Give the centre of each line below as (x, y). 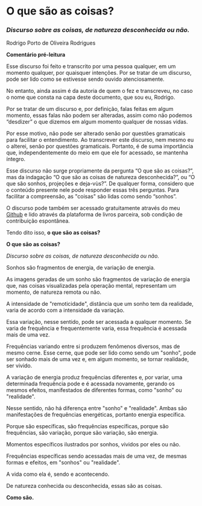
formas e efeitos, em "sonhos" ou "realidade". (63, 463)
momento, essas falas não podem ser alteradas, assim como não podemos (99, 115)
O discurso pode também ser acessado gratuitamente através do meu (93, 208)
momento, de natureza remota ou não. (54, 292)
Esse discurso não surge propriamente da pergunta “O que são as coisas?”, (100, 171)
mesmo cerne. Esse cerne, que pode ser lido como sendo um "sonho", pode (101, 353)
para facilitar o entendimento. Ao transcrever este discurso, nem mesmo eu (100, 140)
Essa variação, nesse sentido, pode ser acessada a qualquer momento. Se (99, 322)
